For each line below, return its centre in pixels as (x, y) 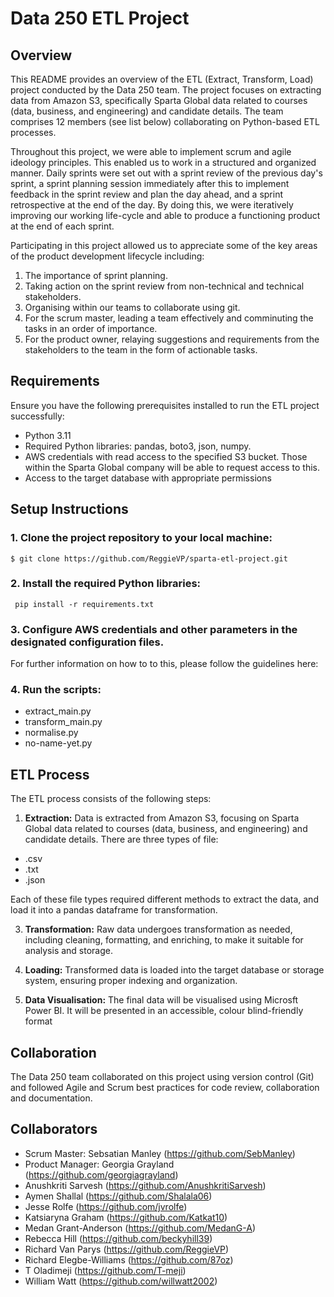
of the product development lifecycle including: (107, 256)
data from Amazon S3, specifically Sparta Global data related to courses (159, 100)
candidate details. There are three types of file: (121, 839)
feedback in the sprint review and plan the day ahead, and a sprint (147, 194)
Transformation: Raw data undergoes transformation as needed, (158, 929)
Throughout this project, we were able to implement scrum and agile (151, 151)
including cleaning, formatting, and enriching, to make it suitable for (164, 940)
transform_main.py (63, 722)
